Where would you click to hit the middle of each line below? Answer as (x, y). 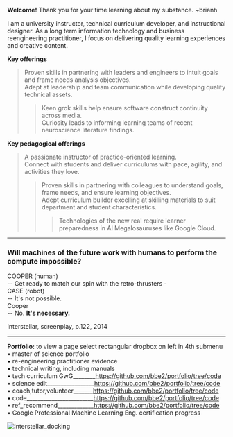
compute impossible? (44, 261)
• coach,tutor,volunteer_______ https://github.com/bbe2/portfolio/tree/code (113, 391)
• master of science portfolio (48, 354)
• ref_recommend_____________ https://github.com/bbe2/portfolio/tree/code (113, 406)
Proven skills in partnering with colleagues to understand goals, (132, 185)
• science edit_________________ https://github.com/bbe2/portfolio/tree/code (114, 384)
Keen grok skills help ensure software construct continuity (124, 108)
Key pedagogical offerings (46, 144)
